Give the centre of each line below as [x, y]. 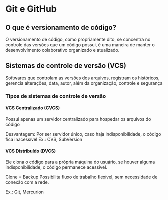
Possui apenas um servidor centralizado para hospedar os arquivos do [78, 119]
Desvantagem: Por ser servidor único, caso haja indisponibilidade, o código [83, 134]
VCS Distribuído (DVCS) [31, 151]
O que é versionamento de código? [61, 28]
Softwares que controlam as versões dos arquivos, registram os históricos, [82, 78]
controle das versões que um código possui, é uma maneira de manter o [80, 45]
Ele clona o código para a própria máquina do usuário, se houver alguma [80, 162]
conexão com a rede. [27, 182]
